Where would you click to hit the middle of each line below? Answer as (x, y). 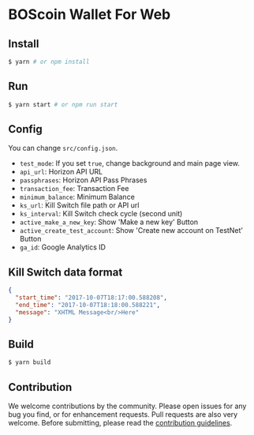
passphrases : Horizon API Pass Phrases (83, 180)
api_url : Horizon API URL (61, 172)
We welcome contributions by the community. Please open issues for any (127, 406)
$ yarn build (30, 362)
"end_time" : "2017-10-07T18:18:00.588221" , (88, 305)
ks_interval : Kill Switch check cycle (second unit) (101, 214)
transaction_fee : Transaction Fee (74, 189)
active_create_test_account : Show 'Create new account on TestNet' (131, 231)
